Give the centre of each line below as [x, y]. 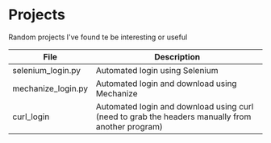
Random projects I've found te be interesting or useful [98, 37]
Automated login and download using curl [175, 106]
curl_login [31, 116]
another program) [129, 126]
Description [177, 56]
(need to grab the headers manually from [173, 116]
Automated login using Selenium [157, 70]
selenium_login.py [46, 70]
